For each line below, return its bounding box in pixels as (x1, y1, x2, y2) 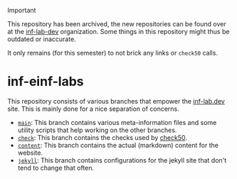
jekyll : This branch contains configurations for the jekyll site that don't (17, 156, 227, 164)
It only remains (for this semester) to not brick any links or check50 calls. (7, 49, 218, 57)
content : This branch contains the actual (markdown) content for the (17, 141, 219, 149)
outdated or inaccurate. (7, 35, 76, 43)
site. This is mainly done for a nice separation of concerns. (7, 104, 179, 113)
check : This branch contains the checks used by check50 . (17, 133, 187, 141)
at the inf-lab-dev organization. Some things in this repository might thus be (7, 28, 230, 36)
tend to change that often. (17, 163, 95, 172)
